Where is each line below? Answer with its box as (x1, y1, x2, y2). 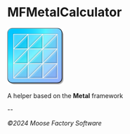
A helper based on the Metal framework (7, 91, 124, 99)
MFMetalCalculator (7, 4, 122, 20)
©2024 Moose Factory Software (7, 118, 102, 127)
